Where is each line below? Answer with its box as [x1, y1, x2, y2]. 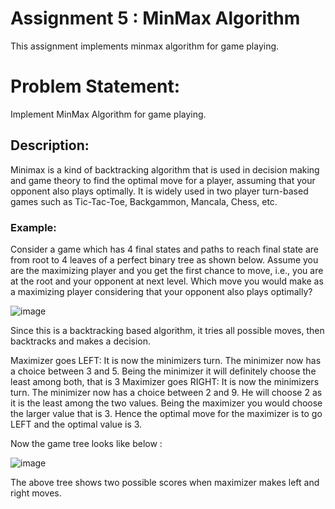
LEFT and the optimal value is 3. [10, 418, 143, 430]
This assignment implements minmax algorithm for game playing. [10, 40, 280, 52]
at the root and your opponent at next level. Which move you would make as [10, 275, 324, 287]
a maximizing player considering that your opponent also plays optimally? [10, 285, 313, 297]
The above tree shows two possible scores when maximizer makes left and [10, 476, 320, 488]
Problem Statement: [10, 75, 181, 98]
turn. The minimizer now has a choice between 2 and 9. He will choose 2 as [10, 386, 323, 398]
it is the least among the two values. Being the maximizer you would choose [10, 397, 323, 409]
